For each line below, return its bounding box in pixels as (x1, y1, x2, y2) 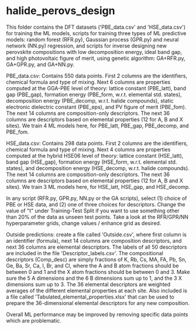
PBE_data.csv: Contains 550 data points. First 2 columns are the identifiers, (6, 72, 188, 79)
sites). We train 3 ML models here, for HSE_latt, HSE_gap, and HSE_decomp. (6, 183, 190, 190)
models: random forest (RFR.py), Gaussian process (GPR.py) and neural (6, 36, 179, 43)
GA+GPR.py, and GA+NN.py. (6, 60, 75, 68)
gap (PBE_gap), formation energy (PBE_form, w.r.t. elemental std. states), (6, 91, 183, 98)
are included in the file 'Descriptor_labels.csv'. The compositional (6, 249, 164, 256)
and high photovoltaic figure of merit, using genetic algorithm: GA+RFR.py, (6, 55, 185, 62)
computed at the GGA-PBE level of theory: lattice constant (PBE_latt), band (6, 84, 186, 91)
